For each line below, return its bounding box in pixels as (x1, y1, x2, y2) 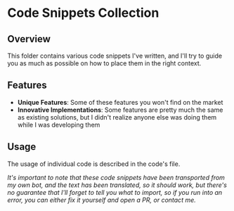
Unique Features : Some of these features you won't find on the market (17, 98, 223, 106)
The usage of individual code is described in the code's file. (7, 160, 181, 168)
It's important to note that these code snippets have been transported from (7, 173, 225, 181)
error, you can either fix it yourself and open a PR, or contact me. (7, 196, 197, 204)
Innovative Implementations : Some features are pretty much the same (17, 105, 223, 114)
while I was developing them (17, 120, 100, 129)
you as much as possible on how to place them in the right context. (7, 59, 202, 68)
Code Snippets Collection (7, 5, 160, 21)
